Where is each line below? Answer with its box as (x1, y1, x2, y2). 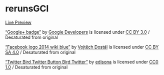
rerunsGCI (5, 3, 49, 14)
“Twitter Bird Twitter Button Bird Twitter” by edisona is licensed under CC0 (5, 59, 158, 65)
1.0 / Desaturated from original (5, 64, 68, 70)
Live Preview (5, 19, 31, 25)
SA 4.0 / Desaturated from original (5, 49, 76, 55)
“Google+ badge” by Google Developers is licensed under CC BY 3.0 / (5, 29, 150, 35)
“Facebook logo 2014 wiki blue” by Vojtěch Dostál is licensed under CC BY (5, 44, 159, 50)
